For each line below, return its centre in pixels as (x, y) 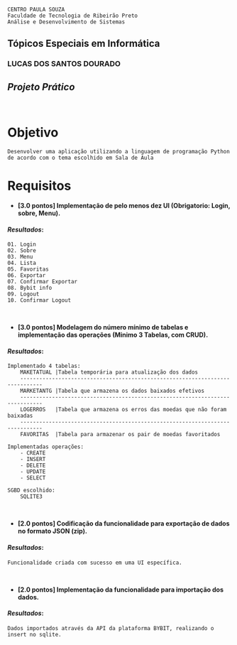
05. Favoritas (28, 269)
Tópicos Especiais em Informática (84, 44)
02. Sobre (22, 251)
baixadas (20, 416)
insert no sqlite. (34, 634)
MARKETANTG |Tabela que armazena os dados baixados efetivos (112, 391)
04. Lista (22, 263)
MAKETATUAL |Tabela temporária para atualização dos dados (109, 372)
